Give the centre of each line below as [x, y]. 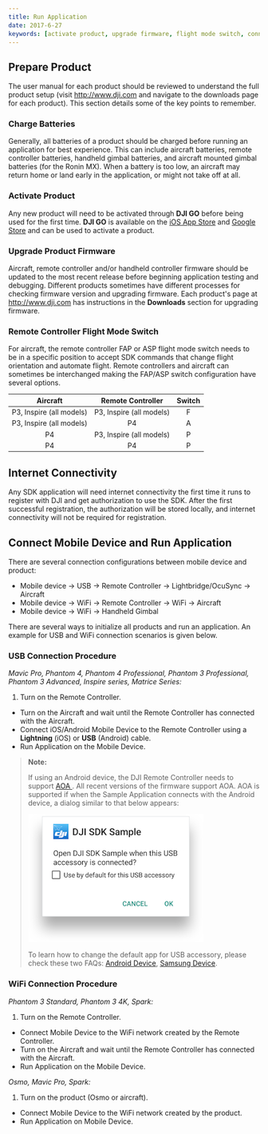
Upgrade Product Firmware [62, 251]
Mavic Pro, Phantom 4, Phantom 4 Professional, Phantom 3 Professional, [129, 673]
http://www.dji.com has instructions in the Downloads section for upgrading [133, 303]
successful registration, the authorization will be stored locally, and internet [132, 509]
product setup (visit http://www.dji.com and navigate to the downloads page [134, 95]
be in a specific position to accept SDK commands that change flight [121, 357]
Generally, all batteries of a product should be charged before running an [128, 141]
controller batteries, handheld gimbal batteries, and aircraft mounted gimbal [133, 158]
